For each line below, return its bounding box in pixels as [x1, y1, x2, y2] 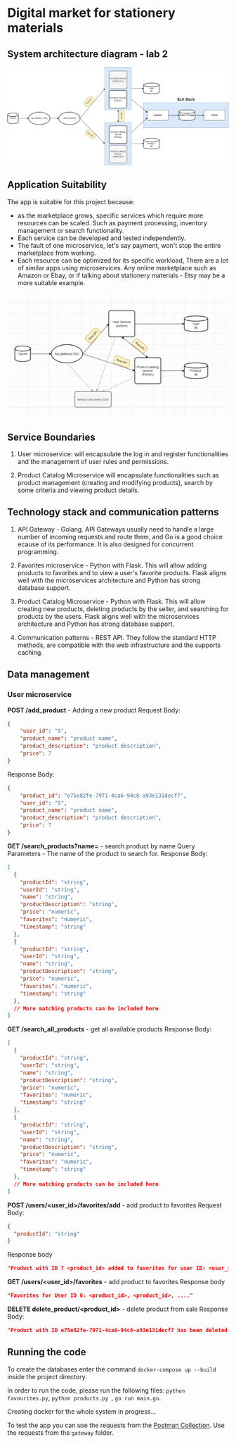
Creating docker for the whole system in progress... [7, 1407, 157, 1416]
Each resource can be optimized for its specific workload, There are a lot [17, 256, 228, 265]
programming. [17, 547, 59, 555]
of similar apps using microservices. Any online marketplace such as [17, 263, 216, 272]
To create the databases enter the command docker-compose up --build [7, 1364, 216, 1374]
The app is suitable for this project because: [7, 197, 135, 206]
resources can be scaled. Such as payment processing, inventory [17, 218, 207, 227]
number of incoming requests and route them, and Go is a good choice [17, 532, 223, 541]
